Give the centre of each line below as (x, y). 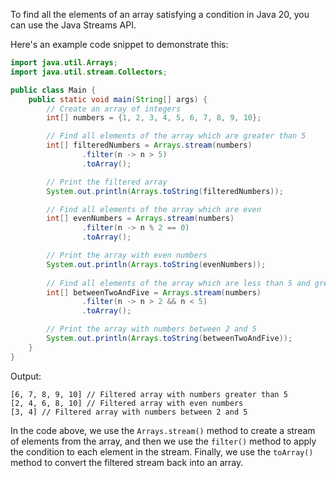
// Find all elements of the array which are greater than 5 (176, 136)
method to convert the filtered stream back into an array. (127, 462)
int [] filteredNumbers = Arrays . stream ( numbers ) (149, 145)
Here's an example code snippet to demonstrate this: (119, 44)
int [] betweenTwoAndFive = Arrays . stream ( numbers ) (154, 292)
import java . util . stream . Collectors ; (89, 72)
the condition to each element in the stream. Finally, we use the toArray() (162, 451)
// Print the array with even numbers (127, 255)
